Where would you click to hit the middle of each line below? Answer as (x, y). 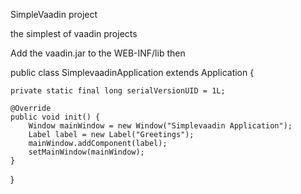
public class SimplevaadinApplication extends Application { (132, 72)
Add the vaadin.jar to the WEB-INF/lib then (98, 53)
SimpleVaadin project (54, 14)
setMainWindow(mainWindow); (86, 152)
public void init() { (55, 117)
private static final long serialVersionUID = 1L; (118, 91)
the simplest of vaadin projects (74, 33)
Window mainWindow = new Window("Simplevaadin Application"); (160, 126)
